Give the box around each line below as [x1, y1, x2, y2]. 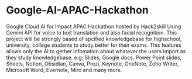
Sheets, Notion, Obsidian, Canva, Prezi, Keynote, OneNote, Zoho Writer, [6, 60, 179, 67]
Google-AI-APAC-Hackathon [6, 4, 149, 17]
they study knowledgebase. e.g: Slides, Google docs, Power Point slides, [6, 54, 182, 61]
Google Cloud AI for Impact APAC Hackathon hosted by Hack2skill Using [6, 23, 181, 30]
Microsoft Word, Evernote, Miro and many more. [6, 66, 122, 73]
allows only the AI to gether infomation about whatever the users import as [6, 47, 186, 54]
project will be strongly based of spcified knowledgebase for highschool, [6, 35, 182, 42]
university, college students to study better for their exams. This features [6, 42, 181, 49]
